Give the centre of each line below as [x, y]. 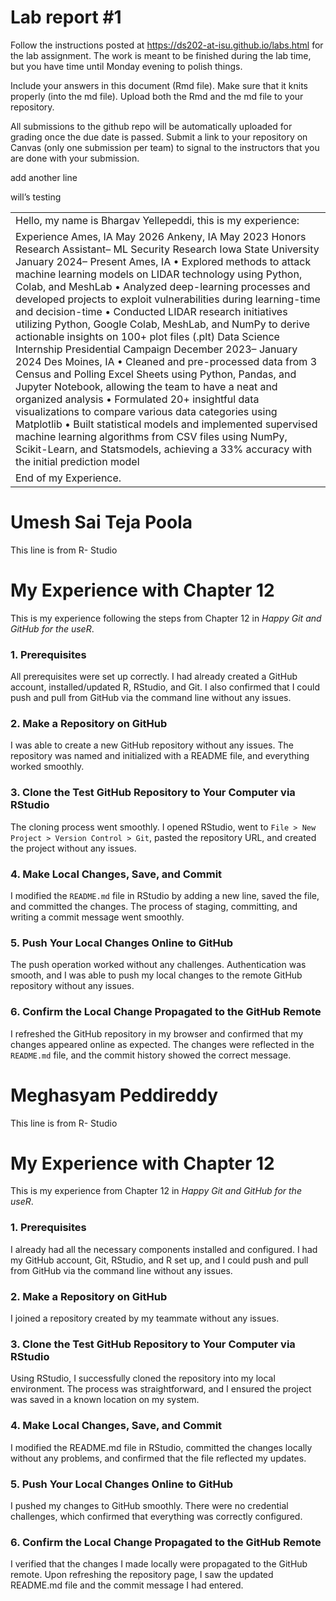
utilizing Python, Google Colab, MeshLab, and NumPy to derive [163, 324]
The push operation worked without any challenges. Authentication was [158, 965]
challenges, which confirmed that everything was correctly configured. [156, 1516]
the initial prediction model [77, 461]
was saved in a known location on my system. [105, 1400]
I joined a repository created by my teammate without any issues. [145, 1318]
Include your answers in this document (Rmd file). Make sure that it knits [159, 85]
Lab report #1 [66, 17]
